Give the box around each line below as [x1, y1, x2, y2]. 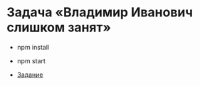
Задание [16, 70, 43, 79]
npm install [16, 43, 50, 51]
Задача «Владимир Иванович [6, 4, 194, 21]
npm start [16, 56, 46, 65]
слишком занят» [6, 19, 112, 36]
